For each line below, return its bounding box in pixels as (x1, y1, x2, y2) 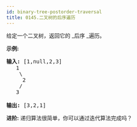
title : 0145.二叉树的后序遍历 (6, 15, 76, 21)
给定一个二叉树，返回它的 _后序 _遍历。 (6, 31, 105, 39)
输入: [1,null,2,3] (6, 58, 63, 65)
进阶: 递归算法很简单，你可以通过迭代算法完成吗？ (6, 114, 133, 122)
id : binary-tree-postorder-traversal (6, 8, 102, 15)
